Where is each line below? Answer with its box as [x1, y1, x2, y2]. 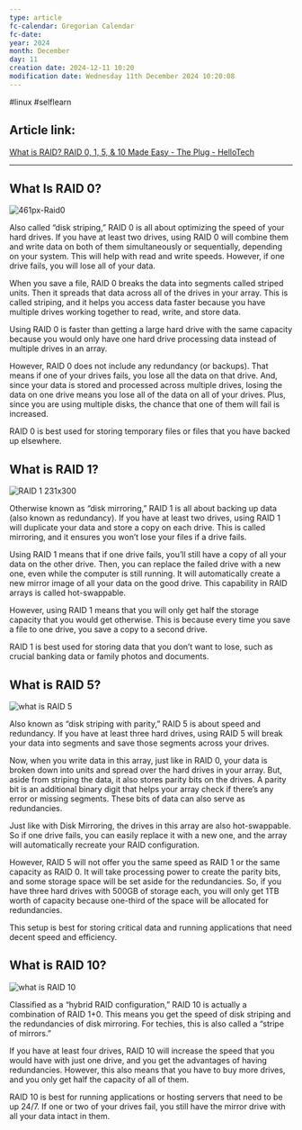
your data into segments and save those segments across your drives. [9, 737, 270, 748]
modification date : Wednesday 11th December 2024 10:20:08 [9, 72, 235, 81]
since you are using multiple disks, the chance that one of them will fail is [9, 399, 280, 410]
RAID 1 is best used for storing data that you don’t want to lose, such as [9, 641, 273, 653]
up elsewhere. [9, 436, 62, 447]
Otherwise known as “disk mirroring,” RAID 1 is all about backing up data [9, 503, 277, 514]
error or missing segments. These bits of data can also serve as [9, 793, 245, 804]
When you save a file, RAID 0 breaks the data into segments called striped [9, 278, 284, 289]
